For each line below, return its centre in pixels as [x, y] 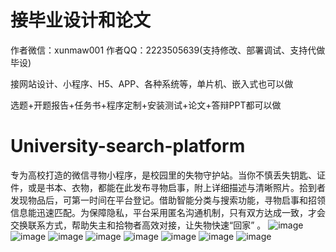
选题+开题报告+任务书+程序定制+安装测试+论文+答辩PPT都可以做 [146, 105]
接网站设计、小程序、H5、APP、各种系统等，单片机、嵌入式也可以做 [152, 83]
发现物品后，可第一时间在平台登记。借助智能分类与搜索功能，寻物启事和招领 [168, 200]
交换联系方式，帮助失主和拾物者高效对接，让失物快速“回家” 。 [138, 225]
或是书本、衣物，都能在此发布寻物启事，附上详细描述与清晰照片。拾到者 [176, 187]
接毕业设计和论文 [81, 20]
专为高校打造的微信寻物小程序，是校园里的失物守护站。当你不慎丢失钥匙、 [163, 175]
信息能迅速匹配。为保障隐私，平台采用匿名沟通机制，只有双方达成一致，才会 [168, 212]
